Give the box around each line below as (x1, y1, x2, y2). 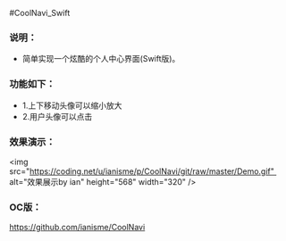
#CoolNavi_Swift (9, 8, 71, 18)
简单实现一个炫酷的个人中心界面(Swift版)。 (21, 54, 181, 64)
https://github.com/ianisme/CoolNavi (9, 222, 146, 233)
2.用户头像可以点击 (21, 111, 93, 121)
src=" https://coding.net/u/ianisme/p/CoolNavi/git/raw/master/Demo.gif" (9, 165, 275, 177)
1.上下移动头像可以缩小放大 (21, 100, 122, 111)
